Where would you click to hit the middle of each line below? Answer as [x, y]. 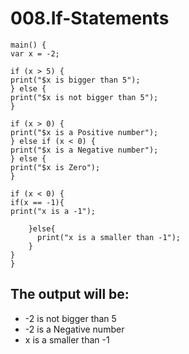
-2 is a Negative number [74, 329]
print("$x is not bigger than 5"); [84, 97]
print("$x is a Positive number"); [84, 132]
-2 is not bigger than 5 [70, 318]
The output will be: [70, 294]
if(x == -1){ [37, 202]
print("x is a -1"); [53, 211]
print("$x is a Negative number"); [84, 150]
